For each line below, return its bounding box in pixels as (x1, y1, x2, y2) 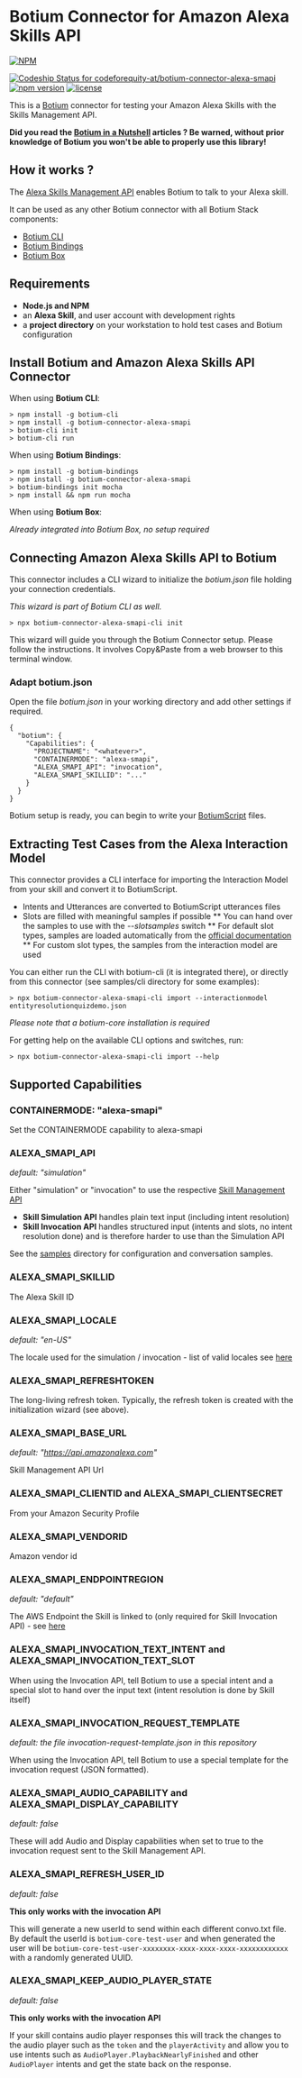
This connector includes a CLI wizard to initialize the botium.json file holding (9, 574, 293, 585)
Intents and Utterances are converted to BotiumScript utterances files (22, 901, 281, 912)
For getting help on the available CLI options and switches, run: (9, 1034, 244, 1046)
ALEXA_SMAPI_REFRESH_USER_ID (9, 1868, 165, 1881)
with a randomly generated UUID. (9, 1952, 133, 1963)
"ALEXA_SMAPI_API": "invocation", (32, 763, 164, 772)
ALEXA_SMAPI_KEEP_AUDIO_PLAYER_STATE (9, 1974, 212, 1987)
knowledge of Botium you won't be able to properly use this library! (9, 136, 267, 147)
